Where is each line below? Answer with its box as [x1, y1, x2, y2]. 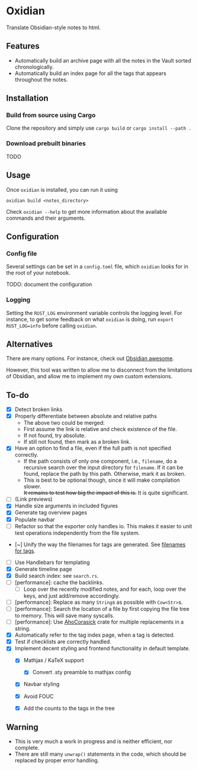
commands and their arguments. [6, 214, 86, 222]
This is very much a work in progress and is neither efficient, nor [14, 738, 173, 745]
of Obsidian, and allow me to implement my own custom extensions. [6, 373, 173, 380]
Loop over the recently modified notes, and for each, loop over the [23, 585, 187, 593]
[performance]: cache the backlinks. [14, 579, 104, 586]
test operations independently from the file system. [14, 529, 140, 537]
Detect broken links [14, 406, 63, 413]
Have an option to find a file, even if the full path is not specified [14, 445, 171, 452]
